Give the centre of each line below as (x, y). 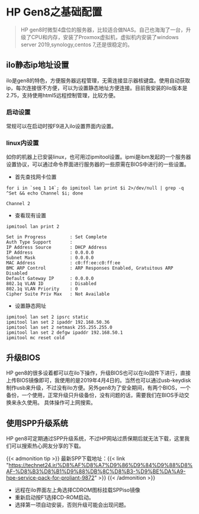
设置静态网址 (30, 306)
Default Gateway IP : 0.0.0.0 (50, 279)
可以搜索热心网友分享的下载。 (47, 446)
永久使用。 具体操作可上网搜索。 (56, 403)
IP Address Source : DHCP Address (57, 248)
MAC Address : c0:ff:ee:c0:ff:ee (63, 263)
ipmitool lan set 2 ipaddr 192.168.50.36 (58, 323)
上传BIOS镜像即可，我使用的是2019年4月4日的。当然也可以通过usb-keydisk (99, 381)
